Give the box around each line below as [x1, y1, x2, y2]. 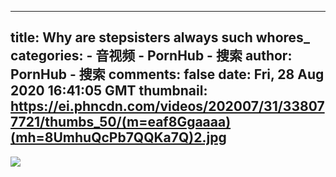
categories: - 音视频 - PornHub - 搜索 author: [10, 47, 293, 65]
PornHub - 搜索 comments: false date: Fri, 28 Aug [10, 66, 325, 83]
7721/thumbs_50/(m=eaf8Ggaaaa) [10, 114, 232, 131]
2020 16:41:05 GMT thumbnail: [10, 82, 208, 100]
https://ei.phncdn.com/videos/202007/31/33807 [10, 98, 325, 115]
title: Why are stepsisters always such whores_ [10, 29, 310, 46]
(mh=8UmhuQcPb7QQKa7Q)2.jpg [10, 129, 227, 146]
